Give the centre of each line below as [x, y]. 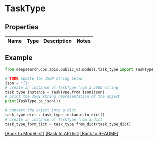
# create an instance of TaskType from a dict [54, 119]
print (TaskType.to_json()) [33, 101]
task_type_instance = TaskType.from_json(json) [55, 92]
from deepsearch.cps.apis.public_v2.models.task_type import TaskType [79, 69]
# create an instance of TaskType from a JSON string [62, 88]
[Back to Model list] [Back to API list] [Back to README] [62, 134]
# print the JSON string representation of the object [63, 97]
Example [19, 58]
